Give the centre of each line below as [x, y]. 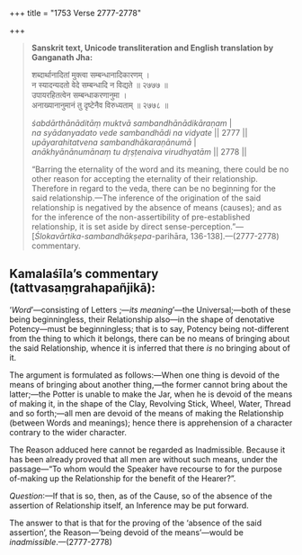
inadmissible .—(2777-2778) [61, 542]
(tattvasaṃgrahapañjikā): [82, 288]
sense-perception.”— [204, 227]
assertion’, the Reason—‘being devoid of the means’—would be [127, 532]
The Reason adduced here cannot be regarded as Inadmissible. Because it [147, 450]
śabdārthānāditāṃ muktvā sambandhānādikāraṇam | [131, 123]
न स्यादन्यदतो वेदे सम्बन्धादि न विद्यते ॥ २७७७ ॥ [99, 85]
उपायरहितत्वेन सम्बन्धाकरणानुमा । [79, 95]
